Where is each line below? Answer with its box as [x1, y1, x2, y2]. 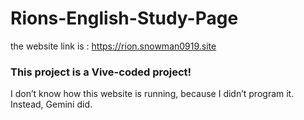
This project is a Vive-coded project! [10, 65, 192, 79]
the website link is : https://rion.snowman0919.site [10, 40, 217, 52]
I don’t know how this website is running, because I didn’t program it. [10, 88, 295, 100]
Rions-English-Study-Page [10, 7, 239, 30]
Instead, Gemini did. [10, 98, 93, 111]
